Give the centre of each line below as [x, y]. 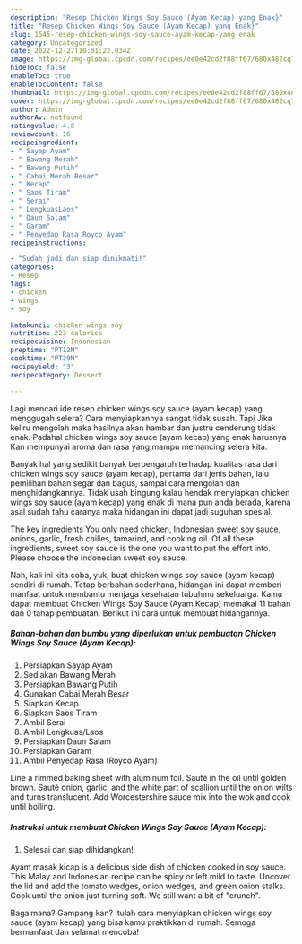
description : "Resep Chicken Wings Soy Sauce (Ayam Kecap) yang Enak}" [147, 17]
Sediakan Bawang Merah [69, 675]
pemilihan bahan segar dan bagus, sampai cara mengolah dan [125, 483]
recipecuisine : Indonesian [60, 342]
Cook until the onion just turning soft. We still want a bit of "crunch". [135, 896]
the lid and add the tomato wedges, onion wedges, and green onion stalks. [148, 886]
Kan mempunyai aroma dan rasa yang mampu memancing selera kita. [139, 446]
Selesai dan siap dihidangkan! [78, 850]
